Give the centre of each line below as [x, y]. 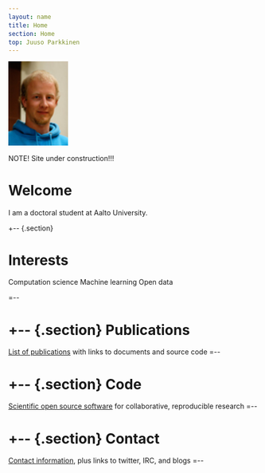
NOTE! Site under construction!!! [61, 158]
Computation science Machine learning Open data [91, 282]
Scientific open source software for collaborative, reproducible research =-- [133, 406]
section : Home [32, 34]
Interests [39, 260]
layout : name [30, 17]
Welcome [40, 190]
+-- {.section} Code [75, 384]
